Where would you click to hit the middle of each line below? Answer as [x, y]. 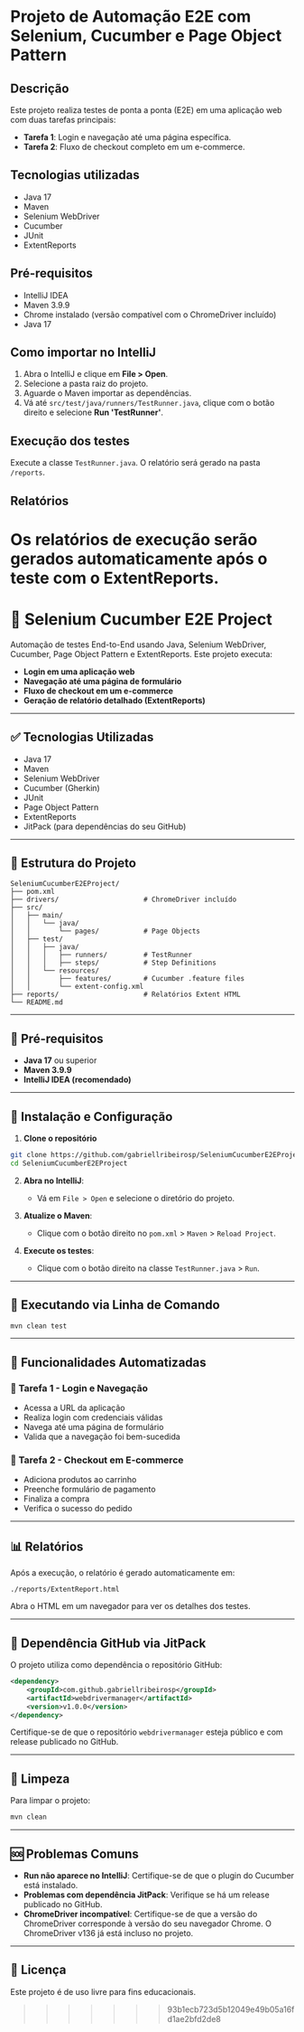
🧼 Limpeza [40, 1778]
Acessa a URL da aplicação [74, 1408]
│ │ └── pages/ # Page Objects [106, 931]
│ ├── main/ [37, 916]
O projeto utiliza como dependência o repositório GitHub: [116, 1665]
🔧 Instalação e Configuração [92, 1117]
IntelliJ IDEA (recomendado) [77, 1080]
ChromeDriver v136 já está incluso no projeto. [108, 1933]
